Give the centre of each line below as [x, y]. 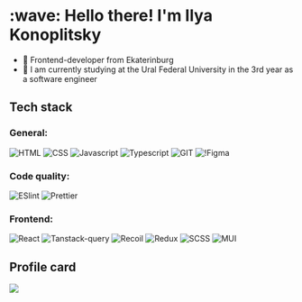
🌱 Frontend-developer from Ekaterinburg [98, 59]
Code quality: [40, 176]
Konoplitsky [55, 35]
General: [28, 133]
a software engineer [59, 78]
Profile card [43, 267]
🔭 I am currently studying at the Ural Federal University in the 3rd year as [158, 69]
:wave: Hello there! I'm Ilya [111, 16]
